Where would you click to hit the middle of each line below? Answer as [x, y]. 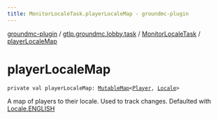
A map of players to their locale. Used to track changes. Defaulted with [109, 101]
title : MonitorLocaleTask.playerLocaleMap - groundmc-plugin [98, 14]
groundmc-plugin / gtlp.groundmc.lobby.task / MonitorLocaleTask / [104, 34]
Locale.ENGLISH [31, 108]
